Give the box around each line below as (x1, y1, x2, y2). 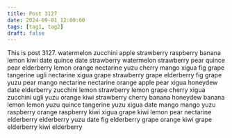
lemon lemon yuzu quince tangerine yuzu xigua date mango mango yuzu (7, 100, 216, 109)
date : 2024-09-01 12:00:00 (7, 17, 85, 24)
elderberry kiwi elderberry (7, 123, 83, 131)
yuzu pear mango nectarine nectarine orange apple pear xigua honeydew (7, 78, 218, 87)
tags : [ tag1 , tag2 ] (7, 23, 64, 30)
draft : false (7, 29, 45, 37)
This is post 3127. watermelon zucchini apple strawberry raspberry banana (7, 49, 221, 57)
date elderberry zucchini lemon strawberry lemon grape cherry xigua (7, 86, 206, 94)
